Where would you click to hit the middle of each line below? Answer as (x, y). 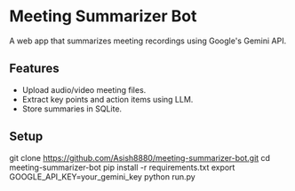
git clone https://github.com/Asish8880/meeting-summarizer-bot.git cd (140, 157)
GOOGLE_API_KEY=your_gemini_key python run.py (102, 176)
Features (34, 69)
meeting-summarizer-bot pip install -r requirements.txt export (122, 167)
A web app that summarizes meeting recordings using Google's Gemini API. (148, 41)
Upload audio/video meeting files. (84, 89)
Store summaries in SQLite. (72, 109)
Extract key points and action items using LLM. (108, 99)
